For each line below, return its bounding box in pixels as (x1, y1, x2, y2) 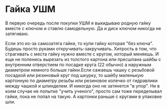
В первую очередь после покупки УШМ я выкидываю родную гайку (5, 20, 151, 26)
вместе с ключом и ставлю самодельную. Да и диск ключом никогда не (5, 25, 161, 31)
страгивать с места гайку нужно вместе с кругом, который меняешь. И (5, 51, 159, 57)
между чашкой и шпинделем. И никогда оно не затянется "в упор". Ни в (5, 82, 160, 88)
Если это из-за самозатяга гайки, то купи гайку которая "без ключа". (5, 40, 153, 46)
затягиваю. (5, 30, 29, 36)
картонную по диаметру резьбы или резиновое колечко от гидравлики (5, 77, 158, 83)
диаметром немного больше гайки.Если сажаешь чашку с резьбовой (5, 66, 155, 73)
